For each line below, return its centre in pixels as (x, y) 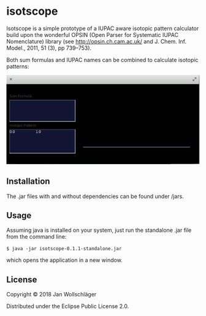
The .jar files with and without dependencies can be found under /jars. (95, 196)
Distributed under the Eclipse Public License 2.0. (68, 306)
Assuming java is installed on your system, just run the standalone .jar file (99, 230)
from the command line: (36, 237)
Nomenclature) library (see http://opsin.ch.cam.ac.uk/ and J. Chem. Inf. (97, 41)
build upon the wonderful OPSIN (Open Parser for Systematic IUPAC (93, 34)
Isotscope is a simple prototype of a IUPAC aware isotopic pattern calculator (103, 28)
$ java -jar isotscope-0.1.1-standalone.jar (64, 249)
